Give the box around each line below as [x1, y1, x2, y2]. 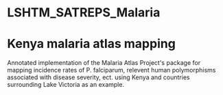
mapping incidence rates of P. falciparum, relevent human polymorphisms [7, 66, 216, 74]
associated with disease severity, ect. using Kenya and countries [7, 73, 190, 81]
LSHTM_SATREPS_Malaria [7, 5, 161, 21]
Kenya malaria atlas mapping [7, 36, 176, 52]
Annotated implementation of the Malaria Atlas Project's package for [7, 59, 201, 67]
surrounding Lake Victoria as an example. [7, 81, 125, 89]
